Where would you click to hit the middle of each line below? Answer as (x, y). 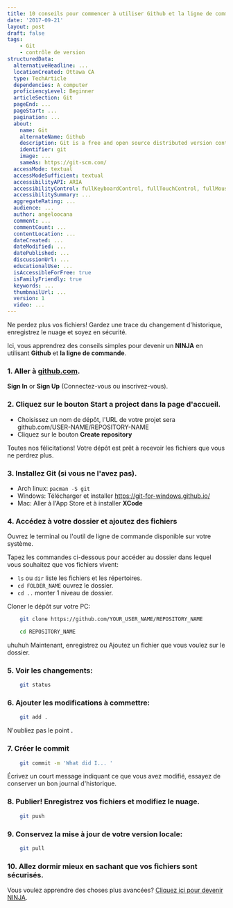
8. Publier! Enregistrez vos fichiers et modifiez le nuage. (103, 801)
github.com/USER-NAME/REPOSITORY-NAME (83, 427)
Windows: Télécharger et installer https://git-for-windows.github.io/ (113, 496)
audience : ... (34, 208)
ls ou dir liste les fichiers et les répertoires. (79, 578)
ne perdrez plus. (31, 455)
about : (23, 124)
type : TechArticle (40, 78)
